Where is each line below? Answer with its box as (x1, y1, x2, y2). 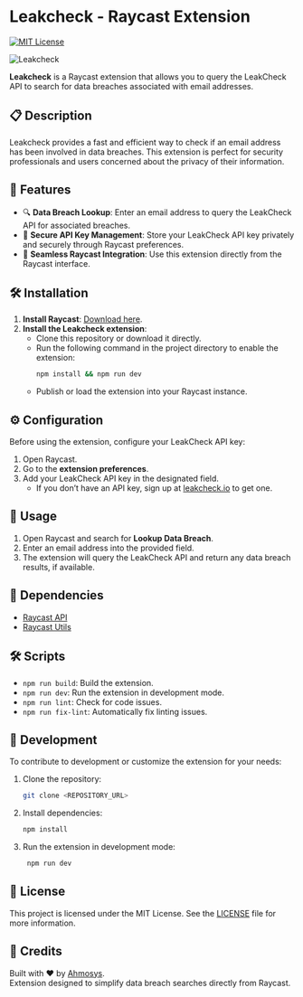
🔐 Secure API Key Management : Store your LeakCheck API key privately (22, 229, 295, 240)
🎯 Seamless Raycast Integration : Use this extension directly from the (22, 249, 282, 259)
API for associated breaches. (22, 220, 131, 230)
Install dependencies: (22, 807, 103, 819)
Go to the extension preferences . (22, 464, 149, 475)
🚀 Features (9, 183, 71, 198)
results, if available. (22, 561, 95, 572)
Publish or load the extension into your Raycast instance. (35, 386, 248, 397)
